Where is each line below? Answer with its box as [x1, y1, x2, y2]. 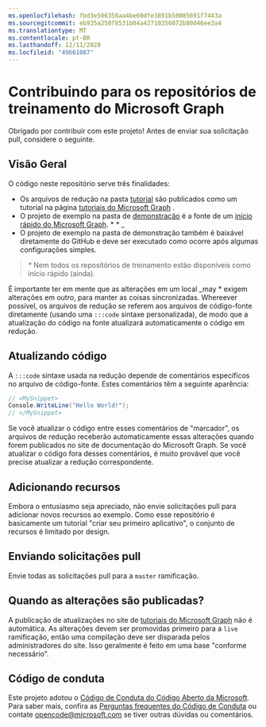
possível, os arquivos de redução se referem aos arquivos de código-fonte [8, 301, 253, 310]
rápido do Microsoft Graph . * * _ [19, 220, 125, 229]
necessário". [8, 649, 49, 659]
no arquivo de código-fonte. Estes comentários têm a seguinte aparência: [8, 379, 249, 388]
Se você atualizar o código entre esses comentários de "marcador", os [8, 423, 240, 433]
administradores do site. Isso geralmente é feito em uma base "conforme [8, 640, 248, 650]
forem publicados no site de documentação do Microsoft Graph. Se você [8, 441, 247, 450]
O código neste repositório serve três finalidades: [8, 178, 171, 188]
